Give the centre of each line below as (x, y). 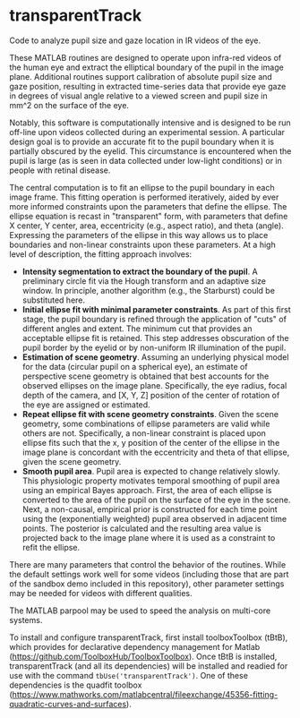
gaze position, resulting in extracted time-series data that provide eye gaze (148, 86)
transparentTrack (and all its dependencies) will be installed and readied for (149, 666)
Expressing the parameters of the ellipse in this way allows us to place (139, 235)
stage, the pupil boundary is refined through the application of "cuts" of (154, 319)
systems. (26, 620)
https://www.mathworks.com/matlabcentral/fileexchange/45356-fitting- (145, 694)
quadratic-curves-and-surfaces (68, 704)
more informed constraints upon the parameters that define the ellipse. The (148, 206)
